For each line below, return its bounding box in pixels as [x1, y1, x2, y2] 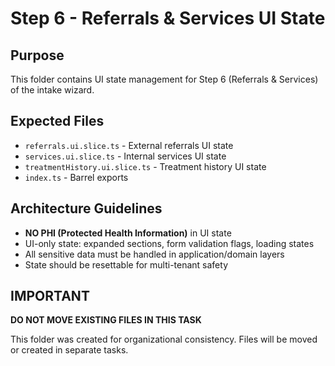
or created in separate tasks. [10, 344, 129, 356]
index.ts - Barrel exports [24, 171, 129, 183]
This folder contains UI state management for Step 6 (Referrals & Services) [10, 73, 319, 85]
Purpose [10, 47, 65, 64]
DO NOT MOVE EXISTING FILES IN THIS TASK [10, 314, 202, 326]
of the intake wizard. [10, 84, 95, 96]
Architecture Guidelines [10, 200, 163, 217]
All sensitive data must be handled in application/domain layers [24, 248, 285, 260]
